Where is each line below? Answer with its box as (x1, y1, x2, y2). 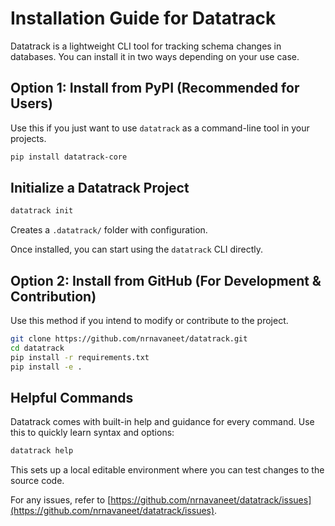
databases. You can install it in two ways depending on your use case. (10, 50, 300, 62)
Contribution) (10, 288, 97, 305)
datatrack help (10, 446, 74, 456)
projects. (10, 132, 47, 144)
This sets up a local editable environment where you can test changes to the (10, 464, 325, 476)
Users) (10, 95, 53, 112)
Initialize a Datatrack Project (10, 180, 190, 197)
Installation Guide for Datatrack (10, 7, 277, 30)
